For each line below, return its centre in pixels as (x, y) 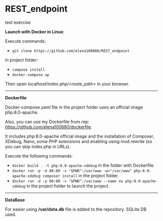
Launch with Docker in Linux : (35, 32)
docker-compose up (31, 75)
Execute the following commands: (39, 156)
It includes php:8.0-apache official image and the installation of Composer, (80, 136)
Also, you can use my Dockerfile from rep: (47, 122)
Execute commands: (25, 41)
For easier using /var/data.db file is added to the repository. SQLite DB (76, 209)
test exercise (18, 22)
